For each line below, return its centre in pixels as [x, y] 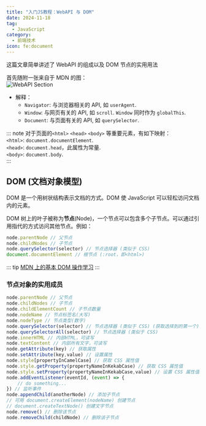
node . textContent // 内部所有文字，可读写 [57, 343]
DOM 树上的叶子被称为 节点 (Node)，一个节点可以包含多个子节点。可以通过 [100, 218]
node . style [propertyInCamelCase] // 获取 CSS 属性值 [73, 361]
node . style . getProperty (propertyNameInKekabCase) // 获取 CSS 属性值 [95, 366]
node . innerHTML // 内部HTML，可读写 [50, 338]
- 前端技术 [24, 41]
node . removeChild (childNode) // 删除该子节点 [63, 417]
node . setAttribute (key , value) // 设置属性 [59, 355]
